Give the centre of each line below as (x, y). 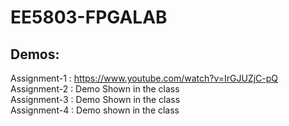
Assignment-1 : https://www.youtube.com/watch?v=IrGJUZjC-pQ (144, 78)
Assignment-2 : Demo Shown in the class (95, 89)
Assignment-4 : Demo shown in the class (95, 110)
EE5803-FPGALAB (89, 17)
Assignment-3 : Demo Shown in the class (95, 99)
